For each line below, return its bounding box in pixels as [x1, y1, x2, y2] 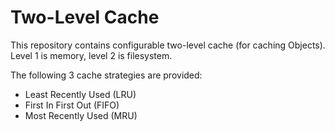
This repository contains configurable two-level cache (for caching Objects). [10, 39, 326, 51]
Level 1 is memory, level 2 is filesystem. [10, 49, 173, 61]
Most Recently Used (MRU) [24, 109, 138, 121]
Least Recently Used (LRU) [24, 88, 137, 100]
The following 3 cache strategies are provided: [10, 69, 203, 81]
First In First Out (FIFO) [24, 99, 120, 111]
